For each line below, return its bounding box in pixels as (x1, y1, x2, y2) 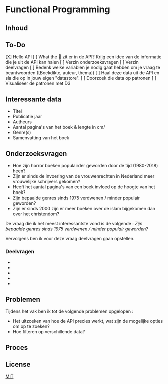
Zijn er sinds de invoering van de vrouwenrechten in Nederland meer (12, 173, 155, 179)
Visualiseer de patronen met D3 (5, 80, 71, 86)
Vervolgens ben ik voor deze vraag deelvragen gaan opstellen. (5, 236, 135, 242)
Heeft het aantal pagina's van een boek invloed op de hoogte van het (12, 184, 155, 190)
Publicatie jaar (12, 114, 42, 120)
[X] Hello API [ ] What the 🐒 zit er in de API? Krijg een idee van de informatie (5, 54, 162, 60)
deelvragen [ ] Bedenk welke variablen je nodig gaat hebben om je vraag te (5, 64, 160, 71)
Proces (5, 343, 28, 352)
